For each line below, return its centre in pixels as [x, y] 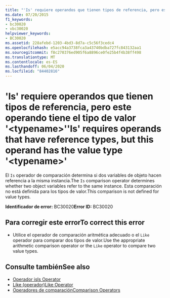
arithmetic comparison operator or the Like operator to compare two [84, 245]
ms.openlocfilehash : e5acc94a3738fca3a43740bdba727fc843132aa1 [73, 48]
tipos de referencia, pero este [68, 107]
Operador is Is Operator [37, 279]
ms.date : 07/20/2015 [27, 15]
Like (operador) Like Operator [43, 284]
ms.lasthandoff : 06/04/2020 [35, 67]
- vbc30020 [17, 29]
